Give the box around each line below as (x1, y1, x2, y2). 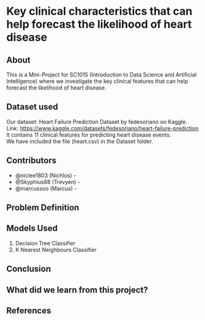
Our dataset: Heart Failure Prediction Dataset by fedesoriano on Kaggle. (6, 118, 188, 125)
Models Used (6, 223, 58, 234)
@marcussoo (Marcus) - (15, 185, 78, 192)
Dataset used (6, 102, 58, 112)
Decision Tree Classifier (15, 239, 76, 246)
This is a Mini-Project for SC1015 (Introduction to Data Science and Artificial (6, 71, 197, 78)
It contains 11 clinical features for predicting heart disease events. (6, 131, 171, 139)
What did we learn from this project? (6, 284, 149, 295)
